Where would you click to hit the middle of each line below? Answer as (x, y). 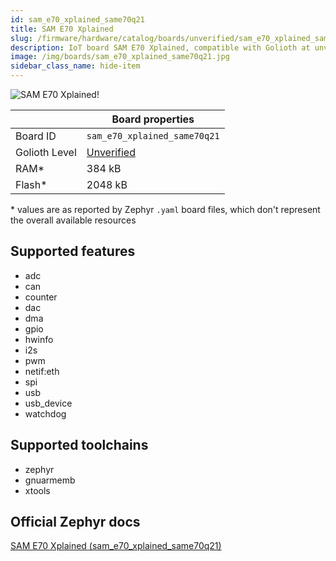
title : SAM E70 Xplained (62, 29)
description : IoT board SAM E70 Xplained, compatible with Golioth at (160, 47)
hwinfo (39, 339)
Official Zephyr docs (75, 522)
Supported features (73, 251)
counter (41, 297)
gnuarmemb (50, 480)
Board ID (36, 136)
